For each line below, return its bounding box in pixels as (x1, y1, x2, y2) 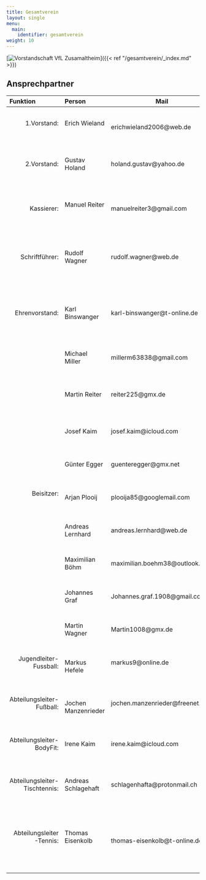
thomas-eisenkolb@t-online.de (110, 836, 203, 845)
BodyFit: (34, 743, 59, 752)
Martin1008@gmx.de (110, 625, 174, 634)
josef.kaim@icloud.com (110, 426, 179, 435)
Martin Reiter (64, 390, 102, 398)
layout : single (6, 15, 45, 21)
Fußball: (36, 702, 59, 711)
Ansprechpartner (6, 79, 75, 89)
